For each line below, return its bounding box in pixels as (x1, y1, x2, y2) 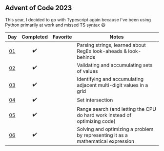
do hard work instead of (77, 112, 132, 118)
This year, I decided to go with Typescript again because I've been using (5, 17, 151, 22)
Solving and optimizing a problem (77, 126, 154, 133)
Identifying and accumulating (77, 75, 144, 82)
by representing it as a (77, 132, 128, 138)
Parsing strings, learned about (77, 41, 146, 48)
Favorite (52, 34, 72, 40)
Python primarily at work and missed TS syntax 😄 (5, 22, 106, 28)
